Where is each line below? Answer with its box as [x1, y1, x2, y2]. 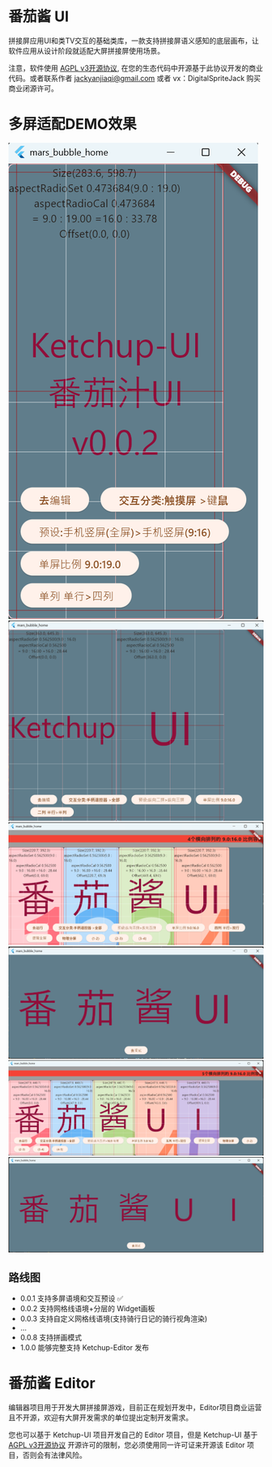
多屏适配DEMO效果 [8, 115, 137, 134]
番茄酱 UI [8, 7, 69, 26]
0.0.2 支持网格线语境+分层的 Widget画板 [19, 1304, 155, 1314]
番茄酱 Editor [8, 1375, 96, 1392]
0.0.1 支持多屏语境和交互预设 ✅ [19, 1293, 124, 1303]
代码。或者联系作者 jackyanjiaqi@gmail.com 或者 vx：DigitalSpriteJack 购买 [8, 73, 261, 83]
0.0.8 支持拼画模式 [19, 1332, 83, 1343]
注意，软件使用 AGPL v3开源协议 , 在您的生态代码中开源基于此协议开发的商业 [8, 62, 263, 73]
